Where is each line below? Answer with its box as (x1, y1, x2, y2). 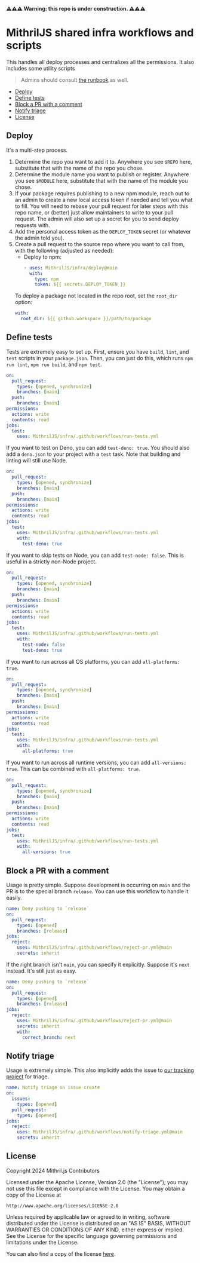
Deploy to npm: (23, 253, 61, 260)
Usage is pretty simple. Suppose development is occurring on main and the (6, 881, 190, 888)
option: (14, 299, 33, 306)
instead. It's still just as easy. (6, 967, 76, 974)
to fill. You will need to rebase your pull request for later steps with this (14, 203, 189, 210)
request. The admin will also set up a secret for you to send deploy (14, 215, 179, 222)
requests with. (14, 221, 50, 229)
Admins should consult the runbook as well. (20, 76, 129, 83)
